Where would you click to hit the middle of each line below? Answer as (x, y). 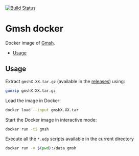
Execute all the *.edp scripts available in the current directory (70, 139)
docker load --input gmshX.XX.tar (42, 110)
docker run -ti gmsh (27, 129)
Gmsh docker (34, 29)
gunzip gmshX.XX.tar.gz (31, 91)
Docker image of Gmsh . (30, 43)
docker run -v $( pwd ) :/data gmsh (41, 148)
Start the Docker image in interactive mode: (51, 120)
